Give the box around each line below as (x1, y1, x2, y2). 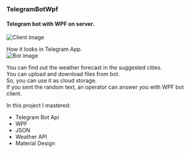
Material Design (15, 140, 55, 147)
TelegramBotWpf (6, 5, 58, 13)
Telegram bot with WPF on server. (6, 20, 95, 28)
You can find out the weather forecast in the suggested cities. (6, 64, 162, 72)
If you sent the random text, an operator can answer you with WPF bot (6, 83, 184, 91)
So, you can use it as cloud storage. (6, 77, 97, 84)
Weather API (15, 133, 47, 141)
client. (6, 90, 22, 97)
